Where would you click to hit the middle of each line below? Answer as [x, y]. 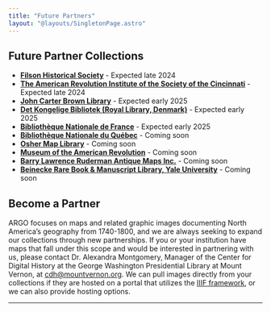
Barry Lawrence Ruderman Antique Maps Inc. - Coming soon [124, 161]
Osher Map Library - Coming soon [78, 144]
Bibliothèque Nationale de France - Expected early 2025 [115, 127]
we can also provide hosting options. [69, 292]
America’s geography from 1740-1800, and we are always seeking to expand [135, 231]
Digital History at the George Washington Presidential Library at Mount [125, 266]
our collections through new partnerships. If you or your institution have [127, 240]
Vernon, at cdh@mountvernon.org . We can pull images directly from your [130, 274]
